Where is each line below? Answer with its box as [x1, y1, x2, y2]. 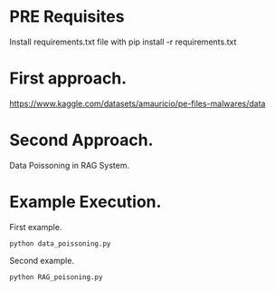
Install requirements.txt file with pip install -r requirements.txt [9, 36, 237, 47]
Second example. [9, 255, 75, 266]
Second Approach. [9, 130, 154, 150]
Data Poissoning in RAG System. [9, 160, 130, 170]
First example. [9, 221, 62, 232]
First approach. [9, 68, 128, 89]
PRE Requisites [9, 6, 125, 27]
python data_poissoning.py [9, 238, 111, 248]
